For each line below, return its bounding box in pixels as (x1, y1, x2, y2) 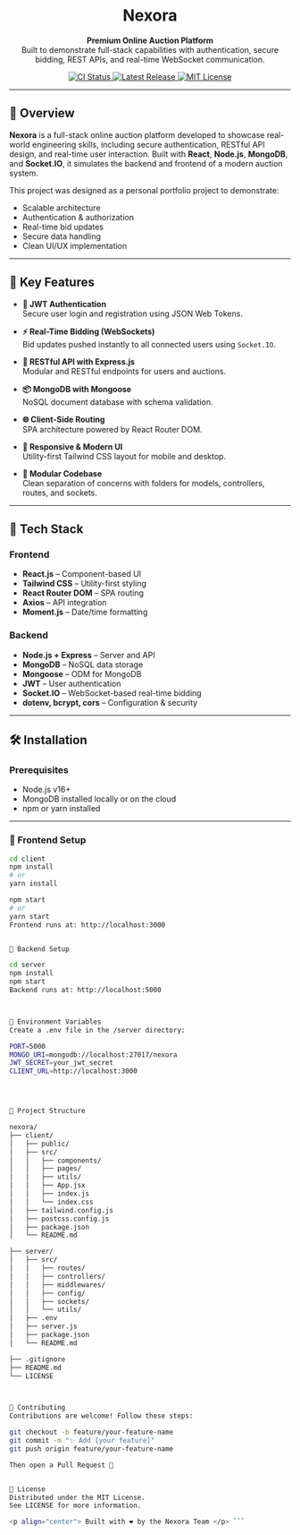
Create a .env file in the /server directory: (9, 1025, 186, 1034)
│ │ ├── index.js (9, 1189, 90, 1198)
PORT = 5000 (9, 1042, 46, 1050)
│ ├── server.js (9, 1322, 78, 1331)
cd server (9, 960, 46, 970)
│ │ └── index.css (9, 1197, 94, 1206)
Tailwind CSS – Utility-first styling (21, 579, 147, 589)
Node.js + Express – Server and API (21, 649, 155, 660)
